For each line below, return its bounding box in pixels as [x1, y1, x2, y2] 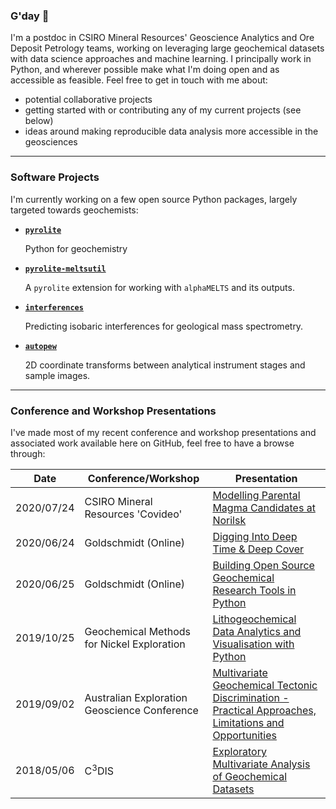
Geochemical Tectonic [212, 678, 318, 692]
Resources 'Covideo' [84, 507, 183, 521]
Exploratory [212, 744, 267, 758]
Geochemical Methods [84, 624, 191, 638]
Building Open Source [212, 558, 315, 572]
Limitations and [212, 715, 285, 729]
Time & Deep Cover [212, 542, 305, 556]
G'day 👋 [10, 9, 50, 23]
